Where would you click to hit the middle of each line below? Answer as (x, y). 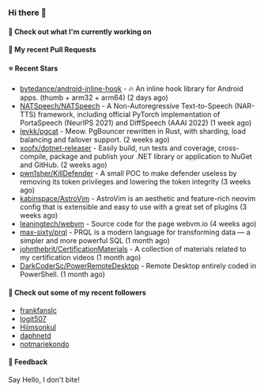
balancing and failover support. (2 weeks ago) (94, 140)
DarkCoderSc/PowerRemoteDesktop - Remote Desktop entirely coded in (138, 266)
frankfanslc (38, 310)
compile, (34, 157)
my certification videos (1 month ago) (80, 257)
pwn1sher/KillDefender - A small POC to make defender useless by (128, 173)
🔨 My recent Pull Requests (52, 50)
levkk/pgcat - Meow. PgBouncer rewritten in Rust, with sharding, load (133, 131)
